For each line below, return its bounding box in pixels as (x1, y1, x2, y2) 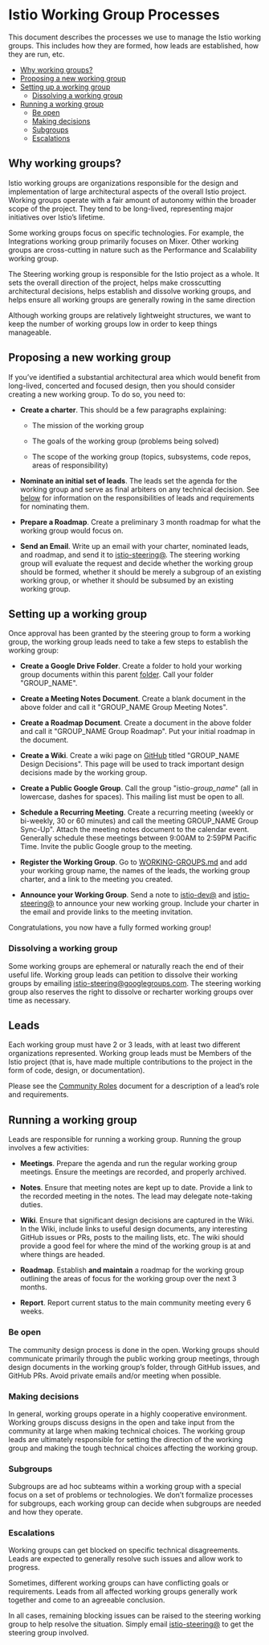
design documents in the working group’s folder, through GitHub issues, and (8, 1362, 261, 1371)
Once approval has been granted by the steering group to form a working (8, 629, 251, 638)
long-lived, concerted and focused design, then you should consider (8, 381, 235, 390)
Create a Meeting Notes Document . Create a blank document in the (19, 694, 247, 703)
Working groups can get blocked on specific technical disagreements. (8, 1545, 241, 1555)
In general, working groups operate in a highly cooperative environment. (8, 1408, 247, 1418)
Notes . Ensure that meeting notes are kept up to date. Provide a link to (19, 1183, 253, 1193)
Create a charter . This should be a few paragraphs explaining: (19, 405, 226, 414)
